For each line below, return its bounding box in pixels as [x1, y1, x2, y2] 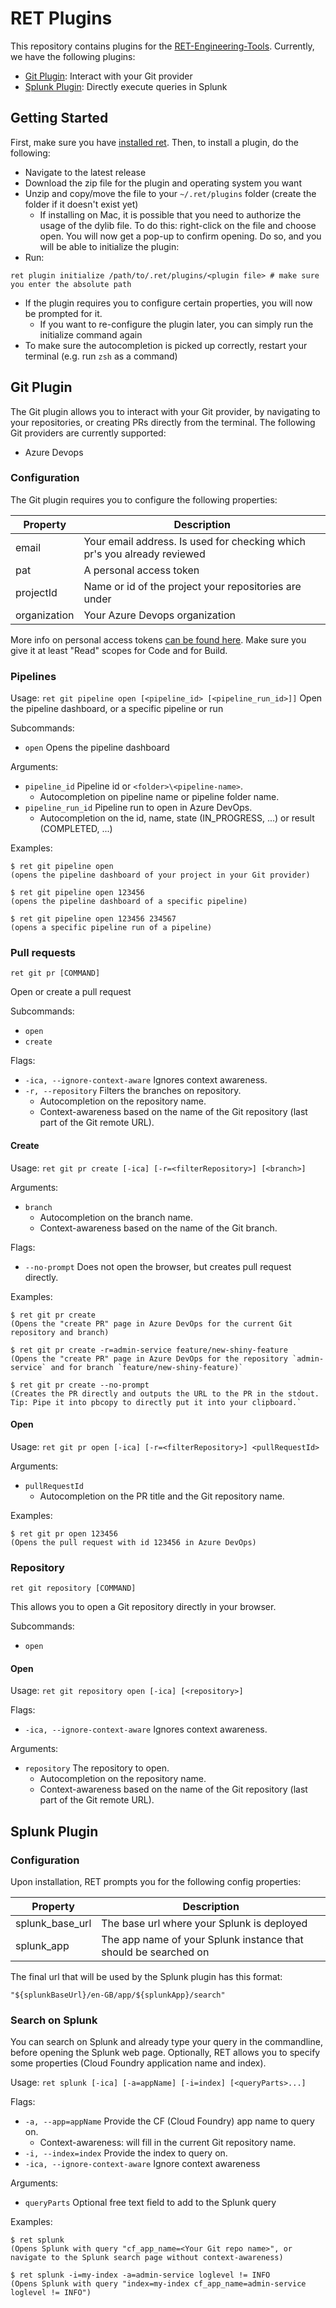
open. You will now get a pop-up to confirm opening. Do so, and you [39, 230, 322, 242]
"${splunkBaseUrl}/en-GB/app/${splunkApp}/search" [10, 1990, 226, 2001]
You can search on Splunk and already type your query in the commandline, [10, 2036, 323, 2048]
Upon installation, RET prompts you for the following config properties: [10, 1876, 302, 1888]
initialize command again [39, 328, 143, 341]
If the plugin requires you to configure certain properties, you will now [24, 297, 313, 309]
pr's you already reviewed [83, 547, 206, 561]
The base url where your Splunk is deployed [101, 1917, 308, 1931]
